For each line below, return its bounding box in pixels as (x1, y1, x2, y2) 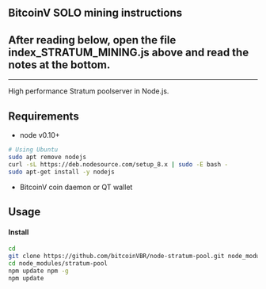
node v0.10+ (19, 131, 61, 140)
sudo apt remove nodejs (8, 153, 87, 161)
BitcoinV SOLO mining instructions (8, 6, 183, 20)
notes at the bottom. (8, 58, 111, 71)
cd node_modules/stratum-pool (8, 259, 108, 268)
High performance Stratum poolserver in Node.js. (8, 86, 169, 96)
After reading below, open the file (8, 33, 177, 47)
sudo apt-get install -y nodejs (8, 168, 115, 176)
